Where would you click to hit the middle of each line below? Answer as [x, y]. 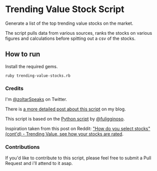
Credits [14, 88]
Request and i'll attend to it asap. [39, 163]
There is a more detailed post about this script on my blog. [66, 109]
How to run [23, 54]
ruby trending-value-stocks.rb [38, 76]
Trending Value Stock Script [65, 9]
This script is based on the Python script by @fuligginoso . [65, 119]
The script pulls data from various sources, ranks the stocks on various [79, 33]
